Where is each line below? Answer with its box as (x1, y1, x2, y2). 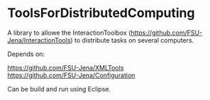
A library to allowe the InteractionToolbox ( (7, 28, 131, 37)
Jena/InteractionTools (7, 35, 71, 44)
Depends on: (7, 50, 45, 58)
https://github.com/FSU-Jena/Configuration (7, 71, 136, 79)
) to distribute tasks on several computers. (70, 35, 194, 44)
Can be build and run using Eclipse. (7, 84, 111, 93)
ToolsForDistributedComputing (7, 5, 195, 21)
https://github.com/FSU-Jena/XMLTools (7, 63, 124, 72)
